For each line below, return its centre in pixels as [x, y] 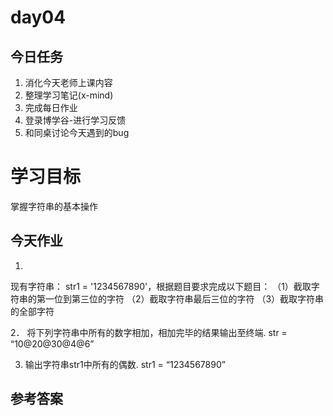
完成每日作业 [51, 107]
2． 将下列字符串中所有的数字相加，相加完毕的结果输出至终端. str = [149, 332]
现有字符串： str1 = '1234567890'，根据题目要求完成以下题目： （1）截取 [161, 286]
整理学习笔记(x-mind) [69, 95]
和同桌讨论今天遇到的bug [77, 132]
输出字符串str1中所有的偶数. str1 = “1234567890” [125, 364]
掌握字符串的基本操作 [54, 206]
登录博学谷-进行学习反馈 [75, 120]
